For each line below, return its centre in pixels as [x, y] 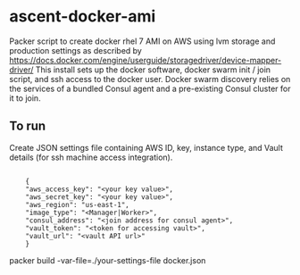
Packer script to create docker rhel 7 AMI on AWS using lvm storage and [142, 41]
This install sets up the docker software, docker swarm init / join [153, 70]
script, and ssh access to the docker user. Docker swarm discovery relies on [150, 79]
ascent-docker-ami [83, 17]
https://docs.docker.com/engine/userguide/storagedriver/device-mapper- [146, 60]
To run [28, 126]
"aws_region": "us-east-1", [77, 204]
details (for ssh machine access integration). [91, 157]
